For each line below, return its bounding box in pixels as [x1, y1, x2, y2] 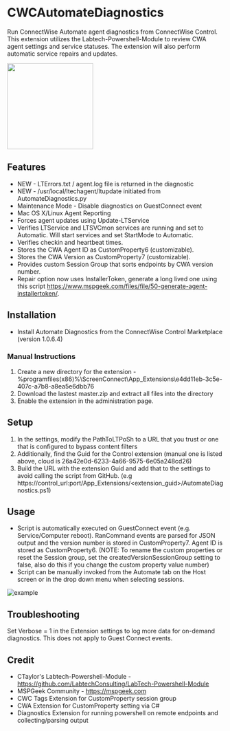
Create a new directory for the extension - [16, 367, 137, 375]
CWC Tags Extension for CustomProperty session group [16, 695, 177, 703]
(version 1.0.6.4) [16, 335, 63, 343]
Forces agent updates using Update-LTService [16, 216, 150, 224]
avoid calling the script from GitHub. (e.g [16, 471, 133, 479]
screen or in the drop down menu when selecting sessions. [16, 576, 185, 584]
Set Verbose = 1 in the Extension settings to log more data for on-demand [7, 627, 215, 635]
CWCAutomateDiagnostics [7, 5, 165, 21]
